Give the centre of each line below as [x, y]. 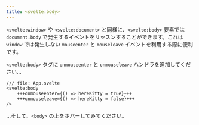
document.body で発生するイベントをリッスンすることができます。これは [95, 37]
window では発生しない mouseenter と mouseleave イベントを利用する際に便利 [99, 44]
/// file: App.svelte [33, 83]
